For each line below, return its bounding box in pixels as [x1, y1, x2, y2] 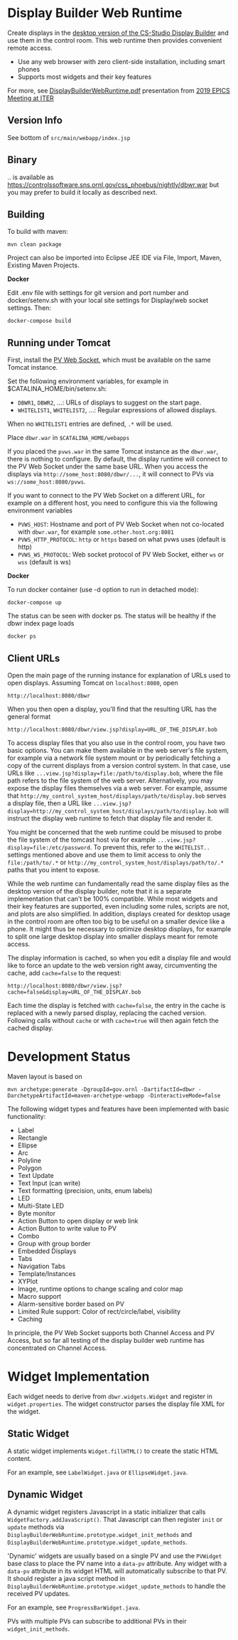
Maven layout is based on [7, 1072, 83, 1081]
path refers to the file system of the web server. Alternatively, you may [7, 776, 213, 785]
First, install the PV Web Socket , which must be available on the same [7, 355, 211, 364]
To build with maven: [7, 227, 69, 236]
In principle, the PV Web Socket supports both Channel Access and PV [7, 1328, 215, 1337]
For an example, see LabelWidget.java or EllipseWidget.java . [7, 1468, 188, 1476]
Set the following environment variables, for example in [7, 377, 169, 385]
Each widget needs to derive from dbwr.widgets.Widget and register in [7, 1392, 213, 1400]
